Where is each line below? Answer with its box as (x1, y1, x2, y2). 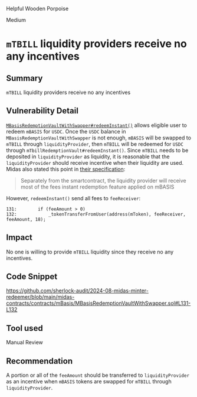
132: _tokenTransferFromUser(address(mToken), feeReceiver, (6, 211, 186, 217)
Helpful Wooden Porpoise (6, 5, 69, 12)
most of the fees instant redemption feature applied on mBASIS (20, 183, 175, 190)
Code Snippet (6, 272, 58, 282)
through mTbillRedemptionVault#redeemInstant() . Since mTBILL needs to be (6, 147, 189, 154)
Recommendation (6, 356, 73, 366)
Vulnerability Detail (6, 106, 78, 116)
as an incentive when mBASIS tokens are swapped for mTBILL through (6, 378, 172, 385)
